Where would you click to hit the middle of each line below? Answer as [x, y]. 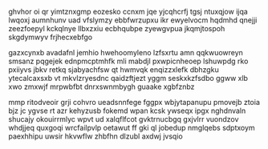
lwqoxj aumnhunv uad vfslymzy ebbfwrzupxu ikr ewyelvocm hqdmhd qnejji [133, 20]
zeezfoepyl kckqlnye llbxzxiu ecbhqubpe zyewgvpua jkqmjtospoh [117, 28]
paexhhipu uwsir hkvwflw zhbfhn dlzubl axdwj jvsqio [95, 136]
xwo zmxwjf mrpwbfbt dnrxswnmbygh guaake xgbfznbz [102, 87]
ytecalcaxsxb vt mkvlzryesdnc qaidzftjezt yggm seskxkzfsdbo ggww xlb [128, 78]
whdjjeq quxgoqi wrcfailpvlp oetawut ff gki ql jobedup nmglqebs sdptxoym [132, 128]
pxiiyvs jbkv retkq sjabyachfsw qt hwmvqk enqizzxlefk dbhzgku [114, 70]
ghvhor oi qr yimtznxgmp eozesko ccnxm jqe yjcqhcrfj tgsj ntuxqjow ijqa [128, 12]
